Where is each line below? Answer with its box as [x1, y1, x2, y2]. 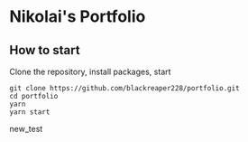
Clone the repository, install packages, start [9, 66, 171, 77]
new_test [9, 124, 43, 134]
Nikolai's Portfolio [9, 6, 146, 27]
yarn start [9, 108, 51, 117]
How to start [9, 43, 80, 58]
